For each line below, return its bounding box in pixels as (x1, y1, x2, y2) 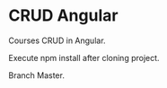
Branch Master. (8, 69, 65, 81)
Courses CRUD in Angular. (8, 35, 106, 46)
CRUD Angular (8, 5, 119, 26)
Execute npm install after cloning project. (8, 52, 160, 63)
